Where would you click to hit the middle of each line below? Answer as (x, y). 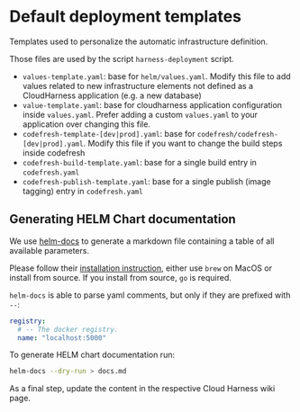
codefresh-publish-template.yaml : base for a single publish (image (147, 181)
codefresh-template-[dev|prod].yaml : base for (109, 133)
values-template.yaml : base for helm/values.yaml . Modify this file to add (156, 76)
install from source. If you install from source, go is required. (120, 277)
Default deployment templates (125, 17)
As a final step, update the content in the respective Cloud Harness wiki (142, 389)
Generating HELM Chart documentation (123, 219)
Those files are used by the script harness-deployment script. (122, 58)
